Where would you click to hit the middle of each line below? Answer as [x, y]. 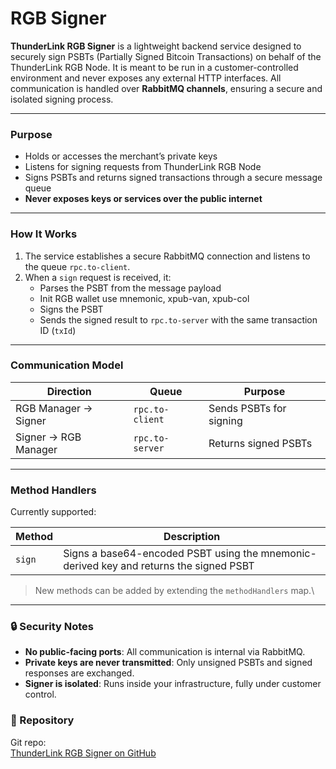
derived [81, 566]
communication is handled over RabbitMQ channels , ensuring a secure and [166, 88]
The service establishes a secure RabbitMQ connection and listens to [167, 256]
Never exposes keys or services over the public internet [143, 199]
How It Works [44, 234]
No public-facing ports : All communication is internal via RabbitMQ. [165, 652]
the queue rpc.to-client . [77, 266]
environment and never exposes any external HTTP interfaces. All [146, 78]
